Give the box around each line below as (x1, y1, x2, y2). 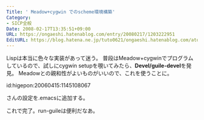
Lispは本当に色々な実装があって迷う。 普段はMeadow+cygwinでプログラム (6, 55, 194, 61)
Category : (6, 15, 32, 21)
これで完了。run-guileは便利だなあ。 (6, 107, 98, 114)
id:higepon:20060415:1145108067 (6, 82, 91, 88)
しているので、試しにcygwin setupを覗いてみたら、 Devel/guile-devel (6, 62, 181, 69)
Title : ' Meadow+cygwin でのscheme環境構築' (6, 8, 115, 15)
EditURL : (6, 37, 29, 43)
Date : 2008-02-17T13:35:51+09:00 (6, 25, 91, 32)
